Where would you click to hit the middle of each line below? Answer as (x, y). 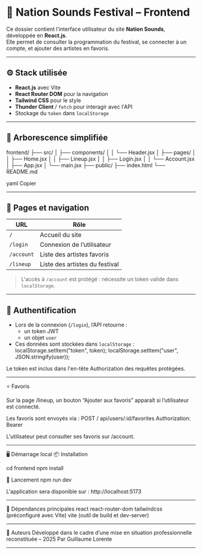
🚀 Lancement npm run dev (39, 480)
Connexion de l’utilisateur (76, 245)
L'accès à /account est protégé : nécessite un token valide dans (99, 279)
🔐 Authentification (41, 310)
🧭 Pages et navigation (47, 208)
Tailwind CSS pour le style (48, 100)
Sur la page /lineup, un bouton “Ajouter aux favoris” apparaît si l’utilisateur (98, 400)
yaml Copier (21, 183)
